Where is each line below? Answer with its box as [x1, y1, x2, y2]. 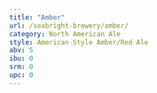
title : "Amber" [9, 12, 66, 22]
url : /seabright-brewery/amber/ [9, 21, 129, 30]
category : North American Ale [9, 29, 122, 38]
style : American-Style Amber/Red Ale [9, 37, 149, 47]
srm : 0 [9, 63, 34, 72]
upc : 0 [9, 71, 34, 80]
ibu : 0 [9, 54, 34, 63]
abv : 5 [9, 46, 34, 55]
